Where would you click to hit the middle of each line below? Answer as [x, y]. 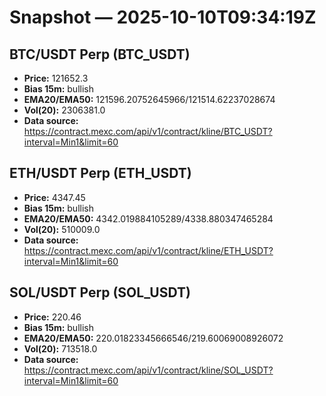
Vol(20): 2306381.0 [64, 110]
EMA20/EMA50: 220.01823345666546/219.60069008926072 [153, 338]
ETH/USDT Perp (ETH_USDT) [100, 173]
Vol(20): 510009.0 [62, 229]
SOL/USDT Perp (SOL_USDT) [100, 292]
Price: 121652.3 [56, 78]
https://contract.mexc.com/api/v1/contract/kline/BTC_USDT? [148, 131]
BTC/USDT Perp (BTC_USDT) [100, 54]
